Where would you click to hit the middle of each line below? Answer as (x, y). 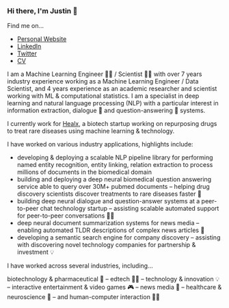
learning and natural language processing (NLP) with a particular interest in (113, 103)
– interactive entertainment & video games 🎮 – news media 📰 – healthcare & (114, 287)
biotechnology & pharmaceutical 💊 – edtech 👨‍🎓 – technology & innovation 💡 (113, 279)
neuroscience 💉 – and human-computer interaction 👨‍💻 (84, 297)
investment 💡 (36, 252)
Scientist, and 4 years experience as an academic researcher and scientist (112, 89)
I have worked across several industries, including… (80, 266)
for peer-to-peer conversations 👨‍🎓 (66, 216)
